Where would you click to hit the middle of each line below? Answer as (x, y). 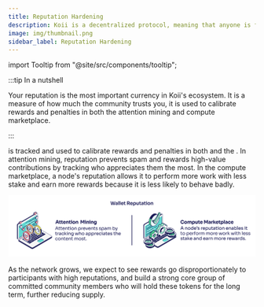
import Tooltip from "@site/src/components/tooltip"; (93, 65)
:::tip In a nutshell (36, 80)
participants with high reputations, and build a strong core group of (117, 277)
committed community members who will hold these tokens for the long (125, 286)
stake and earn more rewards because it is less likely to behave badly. (121, 184)
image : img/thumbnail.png (50, 33)
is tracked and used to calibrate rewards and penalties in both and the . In (127, 151)
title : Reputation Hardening (56, 17)
